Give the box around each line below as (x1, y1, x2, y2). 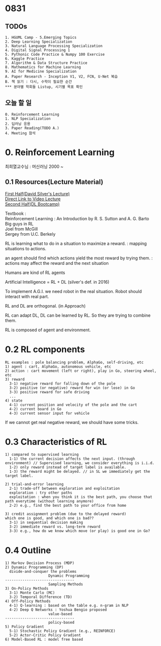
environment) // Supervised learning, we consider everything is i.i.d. (5, 461, 155, 466)
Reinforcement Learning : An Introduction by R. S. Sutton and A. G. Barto (5, 215, 149, 221)
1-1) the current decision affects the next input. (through (9, 456, 135, 461)
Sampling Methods (48, 582, 83, 587)
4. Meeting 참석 (5, 130, 36, 136)
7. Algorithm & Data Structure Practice (5, 61, 88, 65)
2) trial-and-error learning (5, 482, 64, 487)
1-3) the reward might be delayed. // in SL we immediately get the (9, 469, 150, 474)
